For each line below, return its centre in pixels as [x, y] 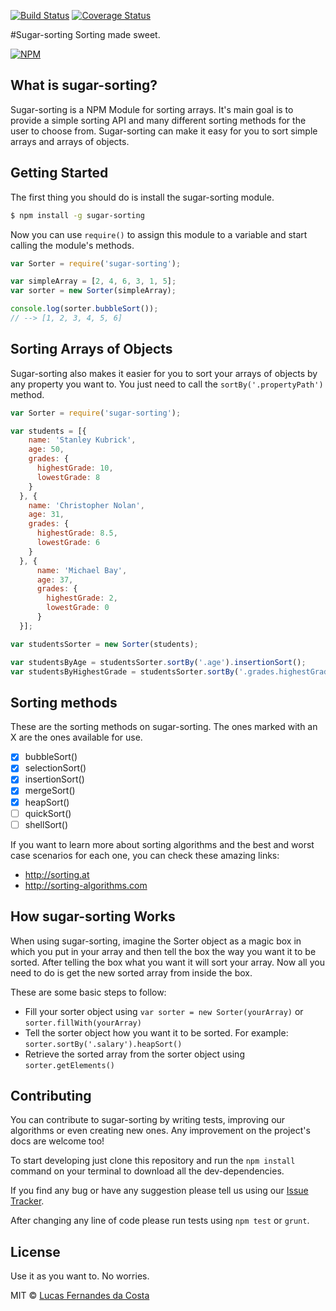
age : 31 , [46, 515]
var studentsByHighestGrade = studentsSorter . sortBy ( [125, 671]
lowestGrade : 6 [68, 543]
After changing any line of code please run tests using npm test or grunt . [160, 1221]
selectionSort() [55, 768]
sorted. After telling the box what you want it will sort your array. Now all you [167, 962]
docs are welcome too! [57, 1141]
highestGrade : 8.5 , [77, 533]
